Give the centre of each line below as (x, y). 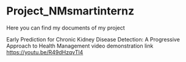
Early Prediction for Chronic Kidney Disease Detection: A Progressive (93, 39)
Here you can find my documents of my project (66, 28)
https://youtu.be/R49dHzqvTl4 (45, 52)
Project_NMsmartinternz (70, 11)
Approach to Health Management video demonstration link (80, 46)
